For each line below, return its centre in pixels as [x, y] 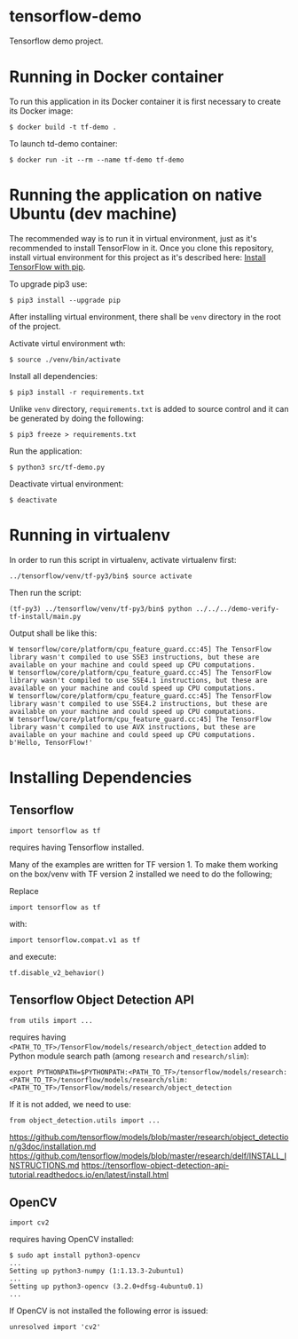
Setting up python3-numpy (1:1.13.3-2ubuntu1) [97, 1272]
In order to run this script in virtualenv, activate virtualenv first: [123, 559]
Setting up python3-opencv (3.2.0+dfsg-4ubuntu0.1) [106, 1287]
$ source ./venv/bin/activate [65, 360]
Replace [24, 891]
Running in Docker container [117, 77]
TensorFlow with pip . [47, 266]
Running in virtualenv [90, 535]
